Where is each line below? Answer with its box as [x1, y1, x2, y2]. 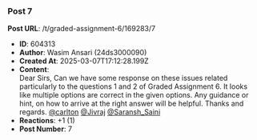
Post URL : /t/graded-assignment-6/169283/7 [7, 24, 156, 34]
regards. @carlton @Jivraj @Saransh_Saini [18, 107, 161, 117]
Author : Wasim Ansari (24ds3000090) [18, 48, 147, 58]
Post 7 [7, 6, 33, 17]
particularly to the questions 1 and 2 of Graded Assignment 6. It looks [18, 82, 248, 91]
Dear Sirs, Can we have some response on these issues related [18, 74, 228, 83]
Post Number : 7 [18, 124, 73, 134]
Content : [18, 65, 50, 74]
